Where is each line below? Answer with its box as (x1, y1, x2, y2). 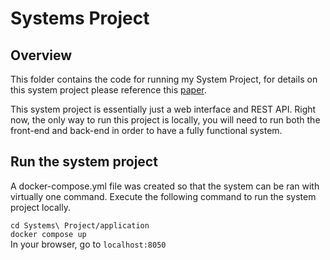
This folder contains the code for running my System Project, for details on (10, 73, 318, 85)
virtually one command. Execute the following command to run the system (10, 190, 317, 202)
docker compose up (10, 229, 87, 239)
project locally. (10, 201, 71, 213)
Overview (10, 47, 73, 64)
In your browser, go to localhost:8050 (10, 238, 167, 250)
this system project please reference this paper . (10, 84, 207, 96)
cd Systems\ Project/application (10, 220, 150, 231)
